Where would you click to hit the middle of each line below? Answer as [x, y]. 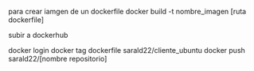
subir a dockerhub [38, 35]
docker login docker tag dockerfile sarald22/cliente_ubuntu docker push [127, 50]
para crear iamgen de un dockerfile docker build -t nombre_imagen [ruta [127, 11]
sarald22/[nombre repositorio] [58, 59]
